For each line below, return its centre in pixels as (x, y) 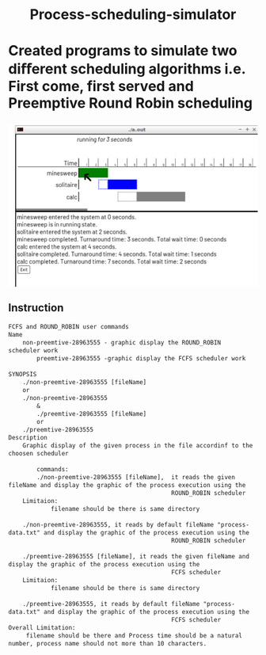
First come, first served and (101, 87)
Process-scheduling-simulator (133, 15)
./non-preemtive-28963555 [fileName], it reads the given (136, 477)
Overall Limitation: (42, 627)
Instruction (36, 308)
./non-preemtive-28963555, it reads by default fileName (118, 524)
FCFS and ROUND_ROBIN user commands (68, 326)
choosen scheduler (38, 453)
